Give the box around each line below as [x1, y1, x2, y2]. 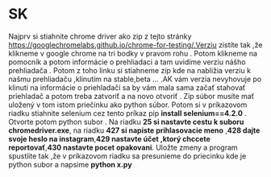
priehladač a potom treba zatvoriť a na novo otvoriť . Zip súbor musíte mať [8, 91, 255, 101]
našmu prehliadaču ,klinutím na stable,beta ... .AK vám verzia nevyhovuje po [8, 74, 262, 84]
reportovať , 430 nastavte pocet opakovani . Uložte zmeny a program [8, 142, 238, 152]
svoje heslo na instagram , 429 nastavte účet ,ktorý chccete [8, 134, 211, 143]
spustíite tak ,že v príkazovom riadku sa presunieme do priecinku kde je [8, 150, 247, 161]
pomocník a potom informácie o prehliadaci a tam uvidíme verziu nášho [8, 57, 246, 67]
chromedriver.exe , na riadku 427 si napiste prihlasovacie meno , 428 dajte [8, 126, 261, 135]
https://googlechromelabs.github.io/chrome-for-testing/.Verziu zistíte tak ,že [8, 39, 263, 49]
